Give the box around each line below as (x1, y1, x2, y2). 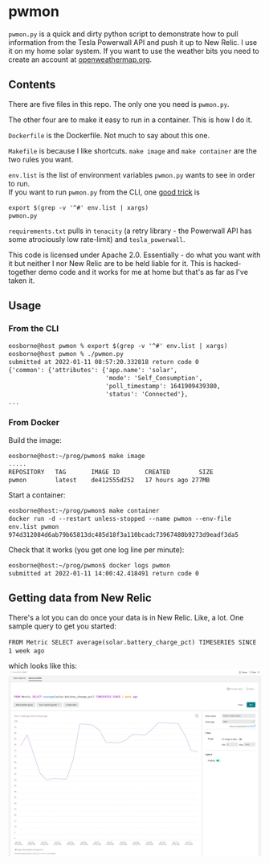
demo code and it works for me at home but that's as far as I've (38, 267, 249, 276)
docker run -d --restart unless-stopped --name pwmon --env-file (8, 514, 231, 522)
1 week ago (8, 646, 45, 655)
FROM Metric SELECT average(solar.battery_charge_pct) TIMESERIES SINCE (8, 638, 257, 646)
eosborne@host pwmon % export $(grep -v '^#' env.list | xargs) (8, 342, 228, 350)
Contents (8, 78, 56, 92)
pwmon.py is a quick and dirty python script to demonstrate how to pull (8, 29, 238, 39)
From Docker (8, 417, 60, 428)
